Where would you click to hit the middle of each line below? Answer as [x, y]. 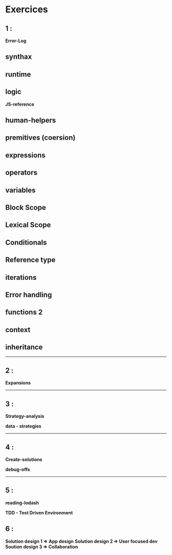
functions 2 [24, 312]
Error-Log [16, 41]
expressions [25, 155]
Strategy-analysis [25, 416]
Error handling [29, 294]
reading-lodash [22, 503]
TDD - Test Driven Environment [39, 512]
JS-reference [20, 104]
